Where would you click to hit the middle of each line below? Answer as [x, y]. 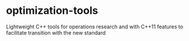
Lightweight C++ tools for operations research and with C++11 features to [94, 27]
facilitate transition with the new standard [56, 32]
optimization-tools [52, 11]
